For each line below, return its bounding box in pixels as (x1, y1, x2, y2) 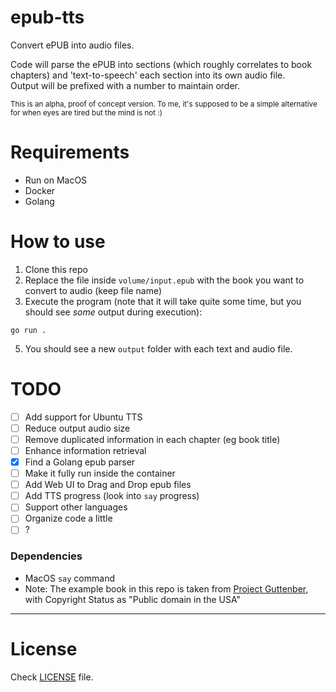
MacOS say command (24, 572, 115, 584)
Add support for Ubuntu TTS (24, 411, 143, 423)
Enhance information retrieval (24, 444, 147, 456)
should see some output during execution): (24, 306, 203, 318)
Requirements (10, 141, 130, 164)
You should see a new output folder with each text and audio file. (24, 342, 293, 355)
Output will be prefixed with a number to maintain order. (10, 79, 240, 91)
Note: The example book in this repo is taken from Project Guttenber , (24, 582, 309, 595)
